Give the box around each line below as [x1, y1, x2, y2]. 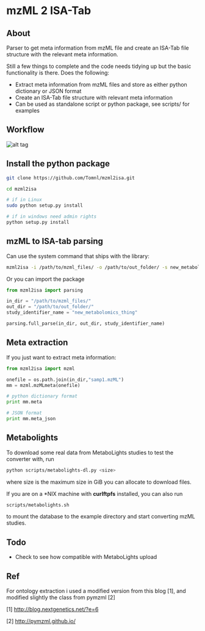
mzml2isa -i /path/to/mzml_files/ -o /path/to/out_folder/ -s [6, 264, 168, 270]
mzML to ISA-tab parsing [6, 236, 104, 246]
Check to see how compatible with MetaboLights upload [15, 553, 157, 561]
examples [15, 107, 40, 114]
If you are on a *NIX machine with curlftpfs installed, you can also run [6, 490, 183, 497]
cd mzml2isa [6, 186, 37, 192]
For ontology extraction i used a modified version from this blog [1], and [6, 588, 186, 595]
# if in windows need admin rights [6, 213, 97, 220]
